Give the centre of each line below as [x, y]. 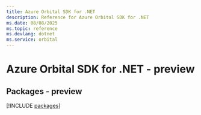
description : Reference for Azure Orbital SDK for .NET [78, 17]
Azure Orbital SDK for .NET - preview [100, 69]
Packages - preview [44, 91]
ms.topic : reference [32, 28]
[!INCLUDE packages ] [33, 106]
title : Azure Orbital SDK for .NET [51, 12]
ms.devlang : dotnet [31, 34]
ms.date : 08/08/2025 [32, 23]
